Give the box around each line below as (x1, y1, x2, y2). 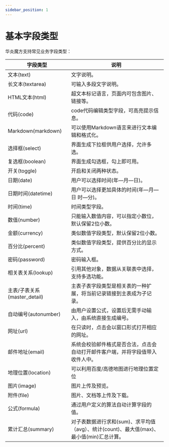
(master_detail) (8, 293, 44, 300)
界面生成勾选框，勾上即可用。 (71, 158, 142, 165)
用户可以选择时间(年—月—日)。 (71, 176, 146, 184)
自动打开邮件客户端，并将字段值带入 (71, 348, 157, 355)
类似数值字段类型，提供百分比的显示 (71, 239, 157, 246)
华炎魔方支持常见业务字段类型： (5, 48, 71, 54)
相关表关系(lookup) (8, 269, 53, 276)
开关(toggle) (8, 167, 37, 174)
